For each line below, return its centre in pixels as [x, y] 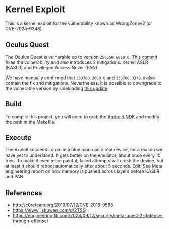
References [24, 193]
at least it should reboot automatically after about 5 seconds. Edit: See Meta [84, 166]
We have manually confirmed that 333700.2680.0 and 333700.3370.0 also [80, 78]
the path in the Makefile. [31, 122]
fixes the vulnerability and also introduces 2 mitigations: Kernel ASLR [77, 62]
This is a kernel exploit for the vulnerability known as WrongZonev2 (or [79, 23]
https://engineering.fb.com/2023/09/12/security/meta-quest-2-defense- [88, 216]
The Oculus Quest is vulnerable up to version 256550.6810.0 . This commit [81, 57]
